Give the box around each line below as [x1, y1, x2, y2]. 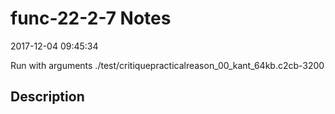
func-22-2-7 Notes [10, 7, 172, 30]
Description [10, 88, 85, 106]
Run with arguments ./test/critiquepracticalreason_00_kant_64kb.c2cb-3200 [10, 59, 325, 71]
